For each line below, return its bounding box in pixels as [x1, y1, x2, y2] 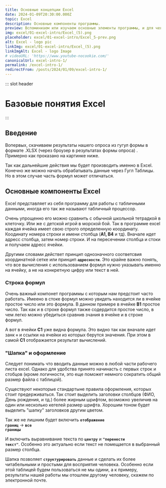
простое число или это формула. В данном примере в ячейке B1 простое [5, 301, 160, 307]
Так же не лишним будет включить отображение [5, 417, 105, 423]
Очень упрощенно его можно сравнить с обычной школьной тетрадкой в [5, 215, 161, 221]
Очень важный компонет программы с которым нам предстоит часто [5, 291, 153, 297]
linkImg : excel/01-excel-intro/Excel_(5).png [5, 44, 100, 49]
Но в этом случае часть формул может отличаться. [5, 173, 115, 179]
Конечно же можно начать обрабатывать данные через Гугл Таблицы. [5, 167, 155, 174]
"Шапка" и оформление [5, 349, 66, 356]
